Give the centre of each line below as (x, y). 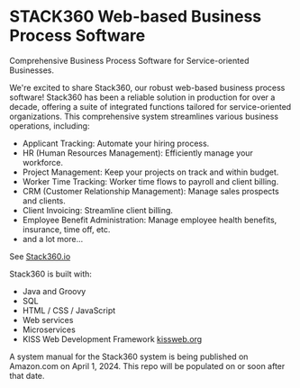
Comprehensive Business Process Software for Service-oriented (129, 60)
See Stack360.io (40, 256)
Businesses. (32, 70)
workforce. (42, 162)
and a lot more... (53, 239)
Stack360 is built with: (51, 274)
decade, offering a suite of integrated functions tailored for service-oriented (150, 106)
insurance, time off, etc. (66, 229)
